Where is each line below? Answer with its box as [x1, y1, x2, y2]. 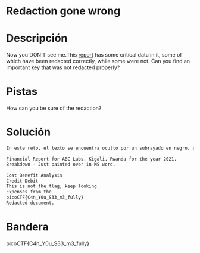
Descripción [6, 32, 68, 45]
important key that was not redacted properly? [6, 64, 120, 71]
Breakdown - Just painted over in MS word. [6, 161, 116, 168]
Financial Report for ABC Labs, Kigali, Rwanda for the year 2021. [6, 156, 177, 162]
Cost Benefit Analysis [6, 172, 62, 178]
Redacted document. [6, 200, 55, 206]
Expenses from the [6, 189, 52, 195]
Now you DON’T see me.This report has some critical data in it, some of [6, 51, 182, 58]
